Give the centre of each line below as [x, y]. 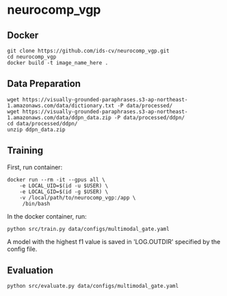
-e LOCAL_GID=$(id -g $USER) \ [64, 192]
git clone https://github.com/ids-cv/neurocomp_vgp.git [88, 51]
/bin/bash [36, 203]
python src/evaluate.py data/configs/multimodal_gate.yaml [93, 286]
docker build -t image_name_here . [58, 63]
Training [25, 150]
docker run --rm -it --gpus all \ [56, 180]
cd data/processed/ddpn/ [42, 123]
